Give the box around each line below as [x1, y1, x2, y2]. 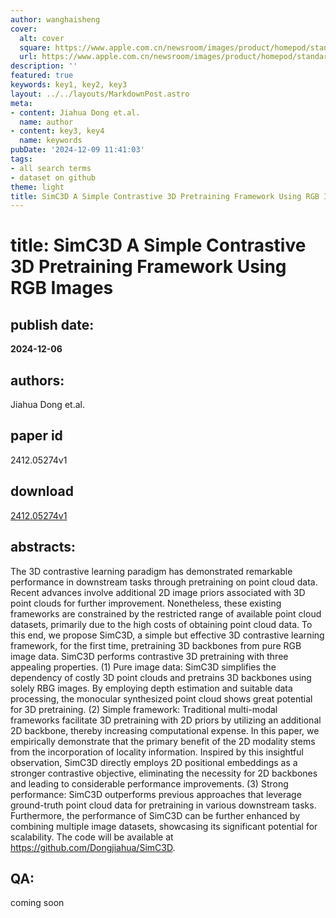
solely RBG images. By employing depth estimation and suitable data [10, 682, 293, 694]
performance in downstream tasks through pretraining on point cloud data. [10, 576, 318, 588]
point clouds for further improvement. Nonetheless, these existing [10, 597, 282, 609]
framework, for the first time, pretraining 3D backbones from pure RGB [10, 639, 302, 651]
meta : [10, 98, 33, 108]
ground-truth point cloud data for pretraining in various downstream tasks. [10, 799, 317, 811]
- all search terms [10, 163, 92, 173]
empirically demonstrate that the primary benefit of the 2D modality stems [10, 735, 316, 747]
